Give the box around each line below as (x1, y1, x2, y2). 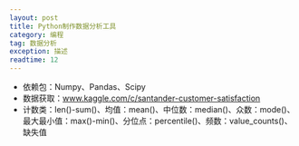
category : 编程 (9, 30, 64, 39)
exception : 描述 (9, 47, 68, 56)
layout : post (9, 13, 59, 23)
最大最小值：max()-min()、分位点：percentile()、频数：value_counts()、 (22, 115, 293, 126)
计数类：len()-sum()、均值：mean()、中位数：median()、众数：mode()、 (22, 104, 295, 114)
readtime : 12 (9, 55, 59, 64)
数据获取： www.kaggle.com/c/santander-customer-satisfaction (22, 92, 261, 103)
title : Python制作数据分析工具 (9, 22, 117, 31)
